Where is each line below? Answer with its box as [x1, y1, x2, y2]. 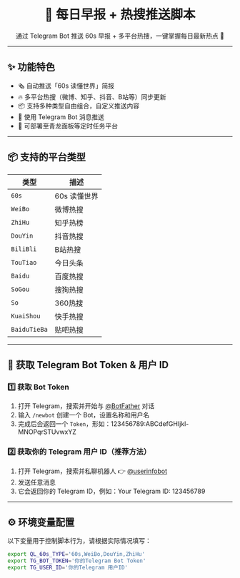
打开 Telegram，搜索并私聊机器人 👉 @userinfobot [17, 467, 168, 475]
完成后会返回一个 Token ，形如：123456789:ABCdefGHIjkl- [17, 420, 189, 428]
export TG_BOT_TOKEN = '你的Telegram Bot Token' [7, 557, 146, 564]
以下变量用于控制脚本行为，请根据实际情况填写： [7, 537, 151, 545]
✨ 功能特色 [7, 61, 56, 73]
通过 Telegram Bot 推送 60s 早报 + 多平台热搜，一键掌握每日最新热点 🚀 [15, 31, 225, 40]
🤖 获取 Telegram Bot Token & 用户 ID [7, 358, 169, 371]
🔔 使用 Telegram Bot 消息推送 [17, 112, 105, 121]
